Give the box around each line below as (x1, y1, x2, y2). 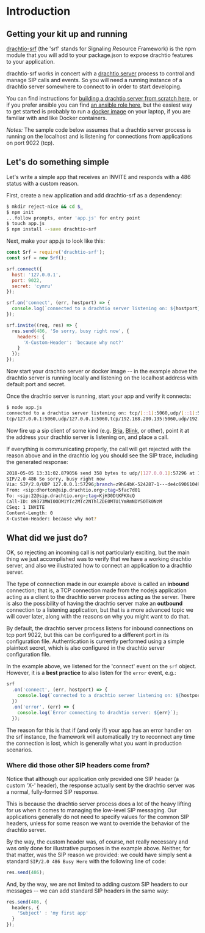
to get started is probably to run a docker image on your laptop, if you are (6, 108, 191, 115)
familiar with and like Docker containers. (6, 115, 107, 121)
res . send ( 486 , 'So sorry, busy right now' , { (12, 328, 130, 334)
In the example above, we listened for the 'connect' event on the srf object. (6, 663, 196, 670)
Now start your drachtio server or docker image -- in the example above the (6, 368, 197, 375)
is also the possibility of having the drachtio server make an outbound (6, 600, 183, 607)
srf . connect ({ (6, 265, 43, 272)
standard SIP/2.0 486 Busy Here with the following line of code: (6, 857, 167, 865)
